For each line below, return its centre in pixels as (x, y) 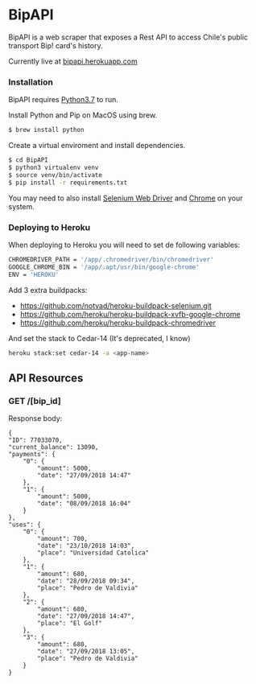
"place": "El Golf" (70, 624)
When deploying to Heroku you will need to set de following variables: (124, 245)
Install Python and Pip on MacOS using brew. (83, 115)
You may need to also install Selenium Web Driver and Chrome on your (126, 198)
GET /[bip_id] (35, 401)
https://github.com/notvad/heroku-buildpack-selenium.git (116, 305)
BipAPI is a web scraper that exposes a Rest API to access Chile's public (128, 37)
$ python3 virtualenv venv (54, 167)
